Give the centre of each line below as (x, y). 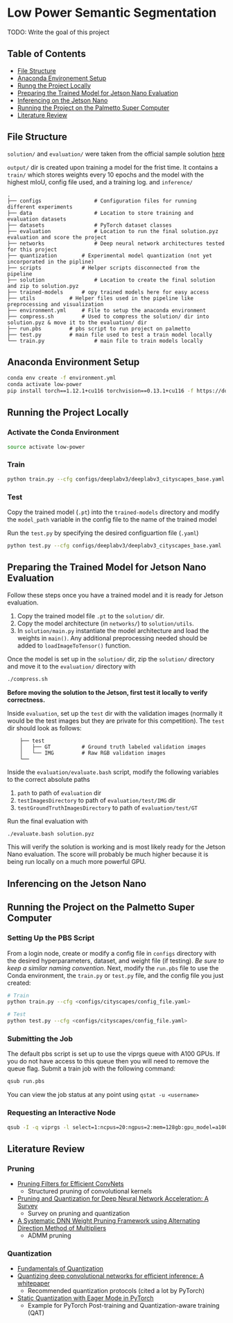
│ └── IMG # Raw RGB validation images (93, 753)
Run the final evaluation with (48, 821)
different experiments (40, 207)
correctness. (26, 700)
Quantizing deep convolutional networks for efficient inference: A (111, 1276)
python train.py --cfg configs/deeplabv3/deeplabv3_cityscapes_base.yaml (116, 479)
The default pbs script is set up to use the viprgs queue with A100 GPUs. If (114, 1054)
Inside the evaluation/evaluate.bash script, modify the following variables (113, 772)
